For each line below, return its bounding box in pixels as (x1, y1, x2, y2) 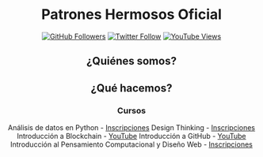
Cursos (116, 105, 147, 116)
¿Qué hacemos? (90, 81, 173, 95)
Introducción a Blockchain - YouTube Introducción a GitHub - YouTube (17, 132, 246, 141)
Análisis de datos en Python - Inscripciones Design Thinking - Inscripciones (7, 123, 256, 133)
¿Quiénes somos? (86, 54, 177, 68)
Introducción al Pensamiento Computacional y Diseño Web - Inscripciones (10, 140, 253, 149)
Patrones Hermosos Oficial (40, 6, 223, 24)
